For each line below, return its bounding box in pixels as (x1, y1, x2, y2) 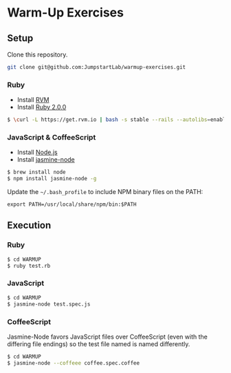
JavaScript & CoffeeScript (7, 132, 96, 142)
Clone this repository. (7, 50, 68, 58)
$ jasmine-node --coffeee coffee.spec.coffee (7, 359, 140, 366)
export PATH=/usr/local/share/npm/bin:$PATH (7, 201, 137, 208)
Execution (7, 220, 52, 231)
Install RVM (16, 96, 49, 104)
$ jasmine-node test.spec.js (7, 301, 91, 308)
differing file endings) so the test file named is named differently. (7, 339, 190, 348)
